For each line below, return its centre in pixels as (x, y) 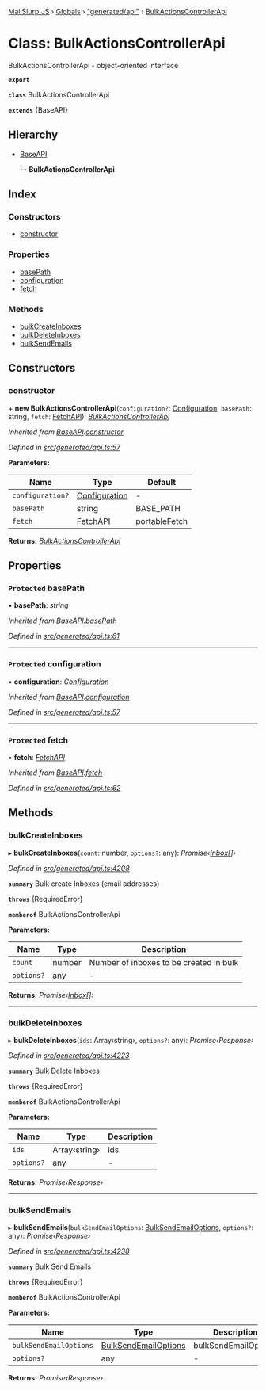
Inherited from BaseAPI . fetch (55, 773)
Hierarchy (33, 135)
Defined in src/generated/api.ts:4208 (69, 868)
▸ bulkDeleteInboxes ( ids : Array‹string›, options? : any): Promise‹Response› (131, 1040)
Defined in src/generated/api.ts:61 (64, 636)
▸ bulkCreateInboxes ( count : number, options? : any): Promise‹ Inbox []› (122, 853)
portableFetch (162, 521)
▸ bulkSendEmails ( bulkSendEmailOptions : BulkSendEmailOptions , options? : (131, 1228)
